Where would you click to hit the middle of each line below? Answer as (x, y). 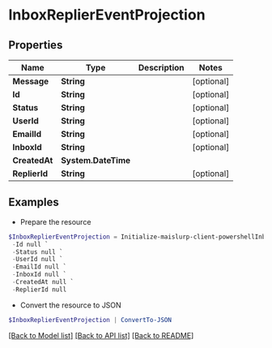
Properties (36, 45)
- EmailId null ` (39, 267)
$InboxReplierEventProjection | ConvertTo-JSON (90, 320)
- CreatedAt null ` (43, 282)
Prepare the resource (55, 221)
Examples (34, 202)
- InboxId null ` (39, 275)
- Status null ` (37, 252)
